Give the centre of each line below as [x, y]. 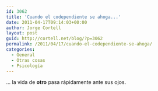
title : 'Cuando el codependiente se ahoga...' [64, 17]
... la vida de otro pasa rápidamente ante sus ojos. [66, 82]
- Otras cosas [28, 60]
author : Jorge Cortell [34, 28]
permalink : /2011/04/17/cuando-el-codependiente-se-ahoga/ [79, 44]
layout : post [22, 33]
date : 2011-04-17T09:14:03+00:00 [47, 22]
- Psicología [27, 66]
